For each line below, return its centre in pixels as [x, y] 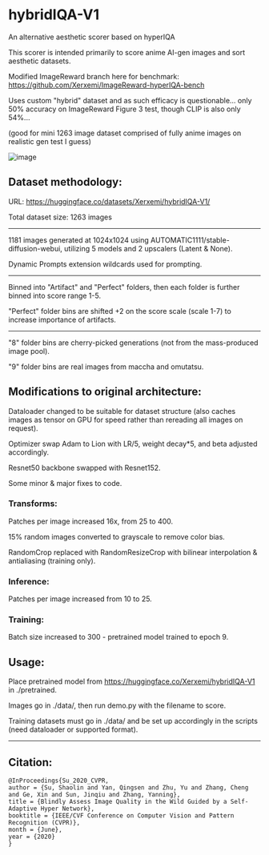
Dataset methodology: [65, 182]
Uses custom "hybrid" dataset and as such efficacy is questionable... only [130, 100]
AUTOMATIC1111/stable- [190, 240]
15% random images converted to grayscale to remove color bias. [117, 536]
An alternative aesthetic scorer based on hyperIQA [92, 37]
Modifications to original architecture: [105, 392]
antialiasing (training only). [52, 560]
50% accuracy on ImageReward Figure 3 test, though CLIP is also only [125, 109]
